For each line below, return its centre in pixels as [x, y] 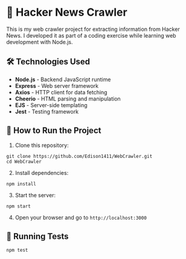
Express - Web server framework [56, 86]
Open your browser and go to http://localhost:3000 [81, 217]
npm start [19, 206]
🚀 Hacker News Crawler [67, 12]
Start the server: [35, 195]
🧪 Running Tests [37, 236]
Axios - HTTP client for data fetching [61, 92]
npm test [17, 251]
